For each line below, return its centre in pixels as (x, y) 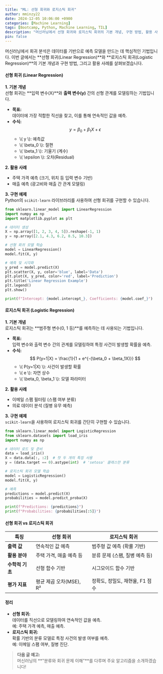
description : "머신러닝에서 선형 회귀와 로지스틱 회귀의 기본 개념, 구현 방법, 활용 (79, 32)
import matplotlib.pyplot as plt (39, 218)
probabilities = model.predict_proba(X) (47, 498)
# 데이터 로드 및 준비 (24, 449)
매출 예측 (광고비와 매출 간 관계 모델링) (49, 184)
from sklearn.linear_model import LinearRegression (58, 209)
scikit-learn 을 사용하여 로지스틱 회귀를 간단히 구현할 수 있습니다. (68, 422)
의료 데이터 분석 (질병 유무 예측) (42, 405)
